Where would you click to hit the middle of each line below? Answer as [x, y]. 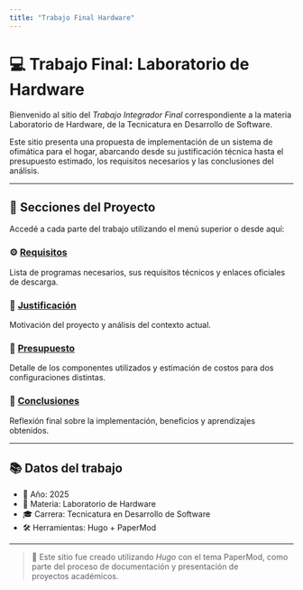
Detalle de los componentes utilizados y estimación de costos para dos [142, 368]
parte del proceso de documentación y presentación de [135, 567]
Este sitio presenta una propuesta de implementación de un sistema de [141, 142]
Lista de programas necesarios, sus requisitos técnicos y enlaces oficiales [147, 272]
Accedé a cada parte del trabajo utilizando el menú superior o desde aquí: [147, 229]
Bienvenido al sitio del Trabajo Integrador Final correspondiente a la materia [151, 115]
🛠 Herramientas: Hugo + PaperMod [89, 528]
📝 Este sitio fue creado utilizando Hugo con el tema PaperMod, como [160, 557]
